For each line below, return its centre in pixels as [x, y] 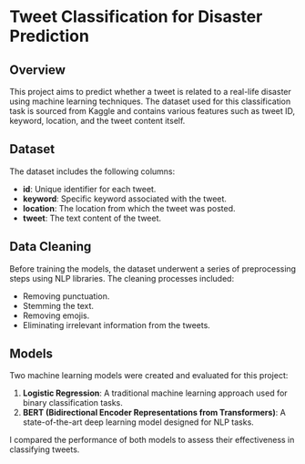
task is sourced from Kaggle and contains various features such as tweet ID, [152, 111]
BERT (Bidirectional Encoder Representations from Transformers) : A [154, 413]
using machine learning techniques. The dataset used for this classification [150, 101]
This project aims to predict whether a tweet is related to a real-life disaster [150, 92]
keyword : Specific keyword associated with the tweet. [125, 199]
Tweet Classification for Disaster [136, 17]
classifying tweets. [45, 449]
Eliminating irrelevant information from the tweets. [117, 325]
